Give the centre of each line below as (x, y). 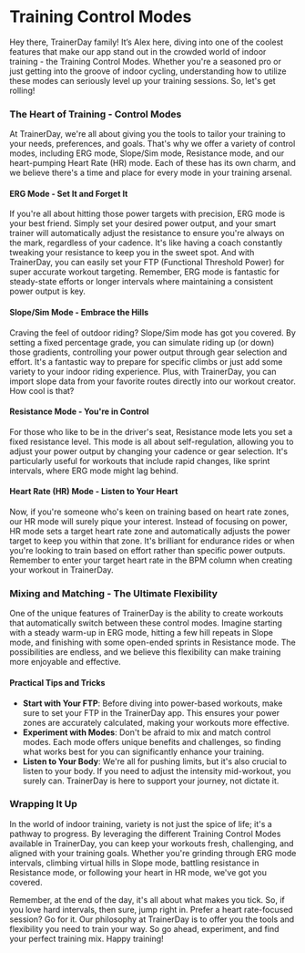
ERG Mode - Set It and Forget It (69, 193)
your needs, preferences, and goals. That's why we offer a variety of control (152, 144)
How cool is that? (42, 390)
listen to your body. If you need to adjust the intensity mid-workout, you (157, 771)
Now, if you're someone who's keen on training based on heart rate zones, (149, 512)
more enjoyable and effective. (65, 662)
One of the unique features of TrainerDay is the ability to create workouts (147, 614)
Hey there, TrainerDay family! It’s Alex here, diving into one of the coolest (147, 42)
